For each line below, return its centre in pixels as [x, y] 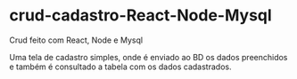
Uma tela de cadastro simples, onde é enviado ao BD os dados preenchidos [148, 57]
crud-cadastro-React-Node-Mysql [140, 16]
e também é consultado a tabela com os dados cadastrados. [120, 67]
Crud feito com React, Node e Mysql [76, 40]
